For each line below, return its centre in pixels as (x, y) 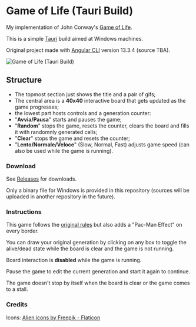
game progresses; (36, 107)
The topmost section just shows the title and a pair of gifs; (85, 94)
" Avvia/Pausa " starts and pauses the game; (68, 119)
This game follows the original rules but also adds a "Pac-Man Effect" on (94, 225)
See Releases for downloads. (41, 179)
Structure (24, 80)
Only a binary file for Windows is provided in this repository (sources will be (98, 191)
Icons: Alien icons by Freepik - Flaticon (53, 318)
